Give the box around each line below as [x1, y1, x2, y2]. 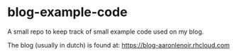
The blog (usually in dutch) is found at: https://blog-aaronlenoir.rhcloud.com [7, 41, 230, 49]
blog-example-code [7, 4, 128, 20]
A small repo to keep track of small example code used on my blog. [7, 27, 204, 36]
